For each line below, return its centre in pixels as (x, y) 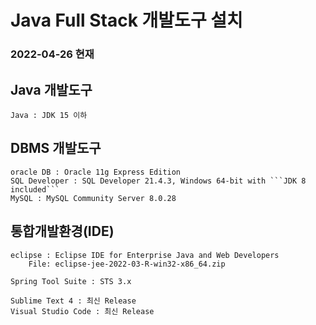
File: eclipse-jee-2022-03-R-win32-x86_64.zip (127, 264)
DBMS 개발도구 (56, 148)
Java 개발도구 (51, 89)
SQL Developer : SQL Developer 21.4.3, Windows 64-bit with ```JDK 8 (158, 181)
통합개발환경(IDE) (62, 231)
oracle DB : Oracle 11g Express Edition (96, 172)
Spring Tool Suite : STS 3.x (71, 281)
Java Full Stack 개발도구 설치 (126, 20)
